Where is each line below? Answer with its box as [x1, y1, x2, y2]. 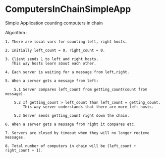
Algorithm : [5, 29, 28, 35]
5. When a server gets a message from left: [5, 78, 99, 83]
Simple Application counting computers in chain [5, 20, 103, 26]
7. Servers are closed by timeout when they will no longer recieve [5, 130, 150, 135]
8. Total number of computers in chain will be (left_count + [5, 143, 136, 149]
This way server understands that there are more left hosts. [23, 104, 154, 109]
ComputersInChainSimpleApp [5, 3, 131, 15]
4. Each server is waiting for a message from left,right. [5, 70, 130, 75]
